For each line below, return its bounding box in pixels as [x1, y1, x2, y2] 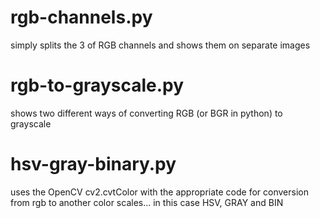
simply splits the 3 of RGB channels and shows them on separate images [10, 39, 311, 51]
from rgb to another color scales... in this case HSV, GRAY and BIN [10, 196, 284, 208]
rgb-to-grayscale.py [10, 74, 185, 97]
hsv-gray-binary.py [10, 153, 177, 176]
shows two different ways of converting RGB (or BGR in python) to [10, 107, 283, 119]
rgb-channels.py [10, 6, 153, 29]
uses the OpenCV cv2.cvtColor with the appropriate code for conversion [10, 186, 309, 198]
